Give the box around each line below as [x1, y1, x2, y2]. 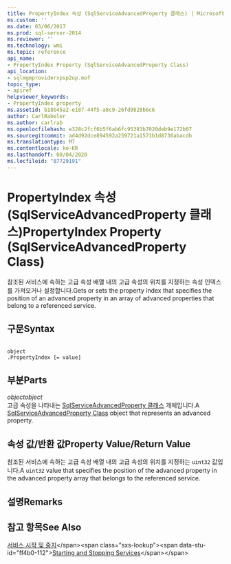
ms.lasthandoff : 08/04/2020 [7, 151, 88, 159]
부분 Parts [7, 374, 47, 386]
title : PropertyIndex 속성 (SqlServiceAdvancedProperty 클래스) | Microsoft [7, 10, 225, 17]
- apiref [7, 87, 32, 94]
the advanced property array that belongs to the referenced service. [7, 474, 201, 483]
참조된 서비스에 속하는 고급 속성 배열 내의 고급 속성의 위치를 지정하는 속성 [7, 278, 203, 286]
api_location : [7, 68, 48, 75]
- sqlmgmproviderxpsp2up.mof [7, 74, 91, 81]
